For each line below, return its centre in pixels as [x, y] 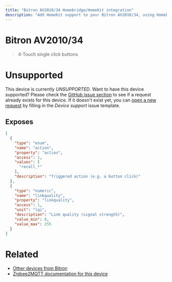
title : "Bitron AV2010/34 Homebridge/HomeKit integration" [70, 10]
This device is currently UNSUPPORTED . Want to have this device [75, 89]
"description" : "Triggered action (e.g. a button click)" [78, 177]
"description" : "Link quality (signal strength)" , [70, 215]
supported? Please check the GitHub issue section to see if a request [78, 95]
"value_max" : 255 [33, 224]
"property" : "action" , [39, 153]
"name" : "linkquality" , [40, 195]
